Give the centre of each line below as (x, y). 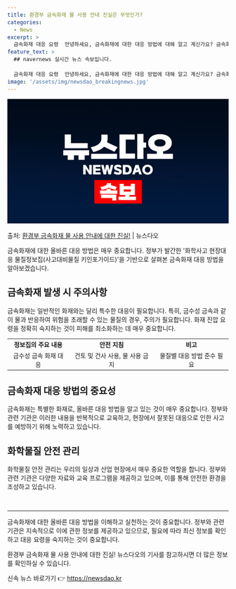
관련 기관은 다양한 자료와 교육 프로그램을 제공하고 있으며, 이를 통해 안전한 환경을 (117, 478)
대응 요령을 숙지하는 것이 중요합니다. (70, 539)
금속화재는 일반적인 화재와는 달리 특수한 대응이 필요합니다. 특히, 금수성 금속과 (113, 310)
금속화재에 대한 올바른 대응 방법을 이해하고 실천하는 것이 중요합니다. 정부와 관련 (116, 521)
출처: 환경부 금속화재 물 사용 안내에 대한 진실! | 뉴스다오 (83, 235)
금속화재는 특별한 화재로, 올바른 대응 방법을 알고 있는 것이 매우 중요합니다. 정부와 (118, 409)
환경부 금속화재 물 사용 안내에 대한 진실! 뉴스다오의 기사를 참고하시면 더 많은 (111, 554)
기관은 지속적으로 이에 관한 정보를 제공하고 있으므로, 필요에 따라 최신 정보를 (110, 531)
